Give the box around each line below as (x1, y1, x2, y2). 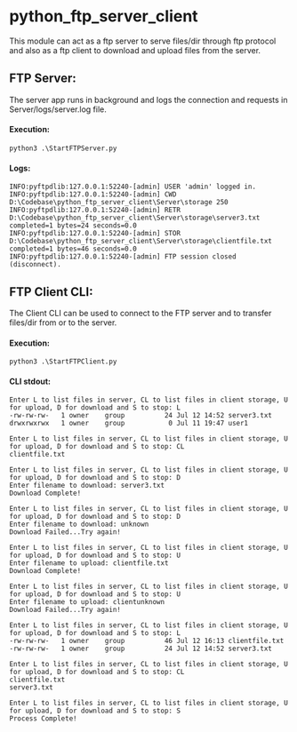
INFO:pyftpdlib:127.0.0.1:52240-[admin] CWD (9, 190, 177, 199)
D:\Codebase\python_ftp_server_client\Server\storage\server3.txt (9, 213, 261, 223)
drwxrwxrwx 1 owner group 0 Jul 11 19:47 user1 (9, 419, 249, 428)
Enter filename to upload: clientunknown (9, 598, 165, 607)
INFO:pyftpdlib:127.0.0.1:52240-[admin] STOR (9, 229, 181, 238)
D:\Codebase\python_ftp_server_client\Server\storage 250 (9, 198, 229, 207)
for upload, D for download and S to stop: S (9, 706, 181, 716)
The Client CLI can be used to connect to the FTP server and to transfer (9, 307, 272, 318)
